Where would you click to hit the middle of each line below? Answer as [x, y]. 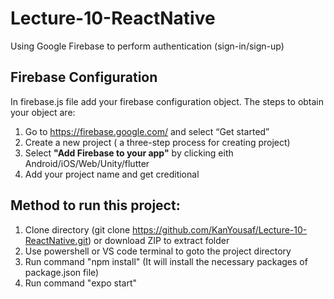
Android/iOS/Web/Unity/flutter [87, 163]
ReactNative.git [56, 240]
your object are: [43, 112]
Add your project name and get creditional [112, 174]
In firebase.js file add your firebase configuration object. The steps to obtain [167, 101]
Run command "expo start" [81, 283]
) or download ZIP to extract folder [159, 240]
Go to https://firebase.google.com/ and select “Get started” [147, 131]
